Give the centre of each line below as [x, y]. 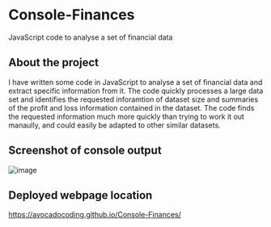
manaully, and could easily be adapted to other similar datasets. [114, 125]
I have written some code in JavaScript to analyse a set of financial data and [135, 82]
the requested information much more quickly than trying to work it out [127, 116]
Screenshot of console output [85, 151]
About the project [54, 63]
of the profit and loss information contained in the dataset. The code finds [131, 107]
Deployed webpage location [80, 195]
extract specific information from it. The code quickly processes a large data [136, 90]
